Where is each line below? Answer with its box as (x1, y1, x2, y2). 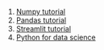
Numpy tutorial (15, 7, 66, 16)
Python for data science (15, 32, 96, 42)
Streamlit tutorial (15, 24, 71, 33)
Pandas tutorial (15, 15, 67, 25)
